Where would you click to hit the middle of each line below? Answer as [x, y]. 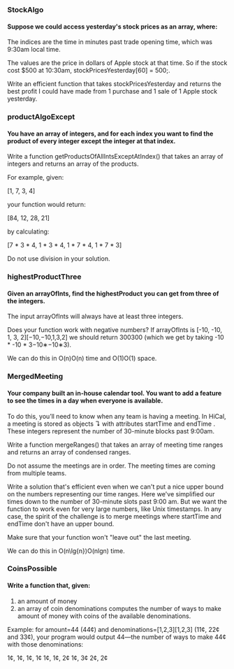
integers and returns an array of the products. [73, 164]
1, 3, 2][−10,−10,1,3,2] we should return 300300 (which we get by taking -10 [116, 338]
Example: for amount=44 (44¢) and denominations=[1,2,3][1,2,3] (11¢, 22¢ [114, 629]
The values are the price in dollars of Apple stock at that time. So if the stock [117, 63]
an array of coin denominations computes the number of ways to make [119, 608]
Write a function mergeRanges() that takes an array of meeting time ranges [115, 445]
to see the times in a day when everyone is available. [85, 401]
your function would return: [46, 205]
